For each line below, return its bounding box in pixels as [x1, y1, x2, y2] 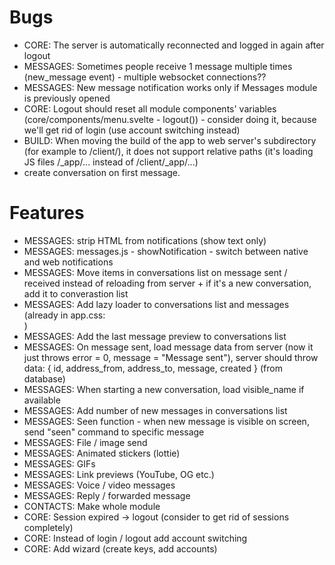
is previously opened [23, 92, 111, 104]
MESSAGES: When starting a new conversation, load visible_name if [23, 383, 305, 395]
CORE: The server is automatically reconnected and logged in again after [23, 39, 325, 51]
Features [9, 202, 85, 225]
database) [23, 372, 66, 385]
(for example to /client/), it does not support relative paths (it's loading [23, 145, 314, 157]
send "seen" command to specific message [23, 426, 205, 438]
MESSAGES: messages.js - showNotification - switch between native [23, 245, 309, 257]
